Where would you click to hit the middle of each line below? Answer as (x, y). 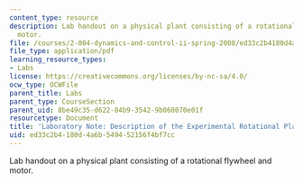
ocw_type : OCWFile (44, 85)
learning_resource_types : (58, 59)
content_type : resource (54, 18)
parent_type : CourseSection (62, 101)
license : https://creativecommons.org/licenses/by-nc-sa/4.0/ (129, 77)
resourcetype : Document (54, 118)
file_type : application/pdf (62, 51)
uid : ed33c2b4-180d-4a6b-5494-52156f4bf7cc (92, 135)
